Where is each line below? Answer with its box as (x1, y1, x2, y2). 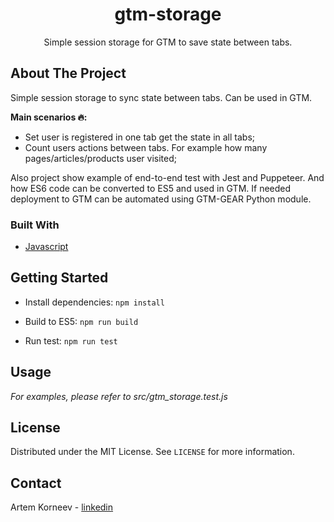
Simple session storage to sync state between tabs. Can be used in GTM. (10, 91, 313, 103)
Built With (10, 218, 60, 232)
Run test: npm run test (24, 334, 118, 347)
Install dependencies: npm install (24, 296, 165, 308)
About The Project (10, 65, 127, 82)
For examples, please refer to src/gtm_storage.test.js (10, 390, 228, 402)
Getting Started (10, 269, 109, 287)
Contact (10, 474, 62, 492)
